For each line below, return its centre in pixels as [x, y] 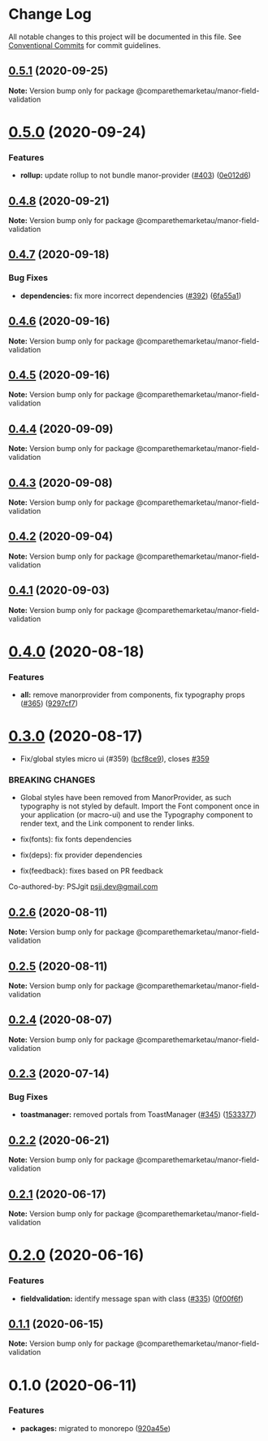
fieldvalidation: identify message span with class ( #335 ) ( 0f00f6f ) [132, 1299]
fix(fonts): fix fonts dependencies [76, 839]
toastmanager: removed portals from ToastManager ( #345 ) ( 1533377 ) [138, 1115]
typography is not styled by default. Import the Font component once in [140, 806]
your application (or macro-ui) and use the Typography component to [136, 815]
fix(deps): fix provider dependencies [81, 855]
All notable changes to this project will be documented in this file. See [125, 37]
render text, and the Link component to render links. [107, 824]
